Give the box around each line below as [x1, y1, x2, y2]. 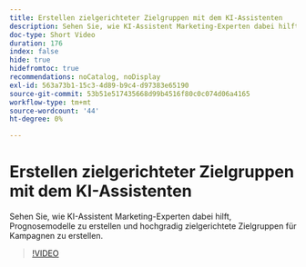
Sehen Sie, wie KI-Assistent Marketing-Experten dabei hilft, [9, 211, 232, 222]
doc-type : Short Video [9, 30, 96, 39]
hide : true [9, 55, 51, 64]
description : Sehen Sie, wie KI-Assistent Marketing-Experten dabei [9, 22, 275, 31]
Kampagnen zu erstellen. [9, 231, 103, 242]
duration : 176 [9, 38, 64, 48]
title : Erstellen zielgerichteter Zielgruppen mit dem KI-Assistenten [9, 13, 283, 23]
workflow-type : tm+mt [9, 97, 92, 107]
